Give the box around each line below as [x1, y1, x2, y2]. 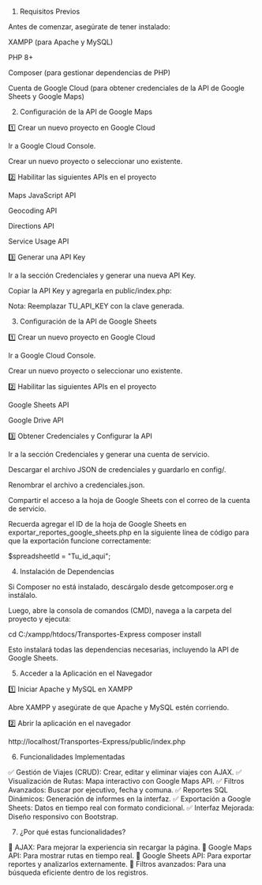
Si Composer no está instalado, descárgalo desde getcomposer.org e [8, 582, 234, 592]
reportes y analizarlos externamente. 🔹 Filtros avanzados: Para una [8, 860, 226, 868]
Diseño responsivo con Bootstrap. [8, 812, 118, 821]
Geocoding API [8, 206, 58, 215]
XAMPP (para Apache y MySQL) [8, 37, 114, 47]
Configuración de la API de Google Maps [19, 107, 152, 116]
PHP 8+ [8, 53, 34, 62]
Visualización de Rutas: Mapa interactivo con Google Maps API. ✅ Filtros [8, 777, 245, 785]
